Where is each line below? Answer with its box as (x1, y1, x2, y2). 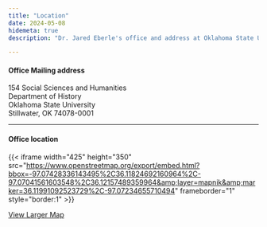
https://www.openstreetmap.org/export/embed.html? (26, 160, 200, 170)
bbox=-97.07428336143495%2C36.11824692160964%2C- (8, 169, 201, 178)
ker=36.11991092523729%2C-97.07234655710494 (8, 186, 176, 195)
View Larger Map (8, 209, 65, 219)
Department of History (8, 92, 82, 101)
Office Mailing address (8, 65, 85, 75)
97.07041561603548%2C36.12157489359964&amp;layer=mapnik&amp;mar (8, 177, 256, 187)
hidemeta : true (8, 26, 59, 34)
